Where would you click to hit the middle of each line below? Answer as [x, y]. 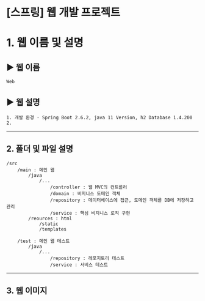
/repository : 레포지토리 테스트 [87, 258]
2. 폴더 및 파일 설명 [40, 149]
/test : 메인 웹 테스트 [44, 241]
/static [49, 224]
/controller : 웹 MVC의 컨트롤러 [88, 187]
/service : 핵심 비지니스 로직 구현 [90, 213]
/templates [53, 229]
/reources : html [50, 218]
